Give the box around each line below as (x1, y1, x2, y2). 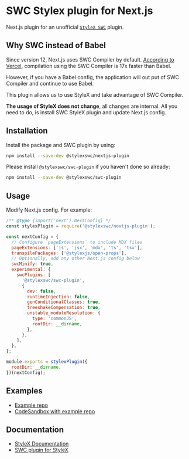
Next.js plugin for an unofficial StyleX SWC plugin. (6, 23, 124, 30)
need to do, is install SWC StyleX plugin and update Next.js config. (6, 108, 167, 115)
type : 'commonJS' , (32, 315, 77, 321)
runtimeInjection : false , (27, 294, 91, 300)
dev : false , (27, 288, 57, 294)
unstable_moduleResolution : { (27, 310, 101, 316)
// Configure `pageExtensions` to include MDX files (11, 239, 143, 245)
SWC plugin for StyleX (14, 447, 69, 454)
